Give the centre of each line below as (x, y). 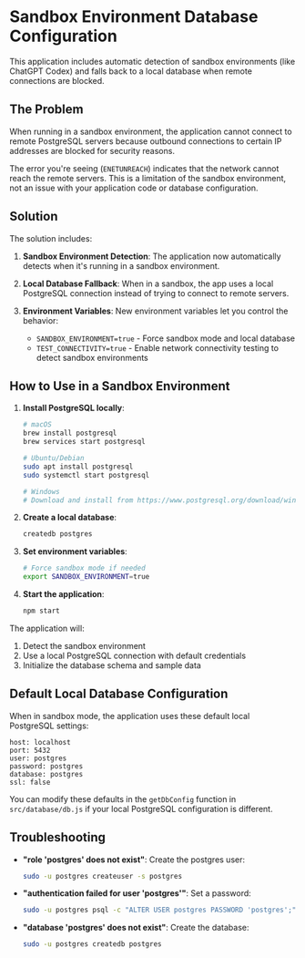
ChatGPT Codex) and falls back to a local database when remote (131, 71)
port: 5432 (30, 750)
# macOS (37, 425)
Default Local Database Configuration (119, 694)
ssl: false (30, 782)
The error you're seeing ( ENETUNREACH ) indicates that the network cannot (144, 168)
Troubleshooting (58, 837)
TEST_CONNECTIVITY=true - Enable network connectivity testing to (158, 347)
